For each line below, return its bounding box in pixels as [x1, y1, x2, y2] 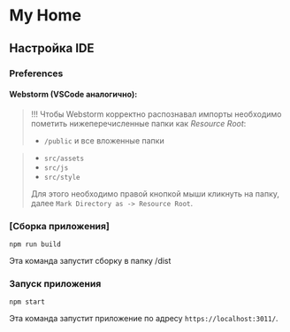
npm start [9, 297, 46, 306]
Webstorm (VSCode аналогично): [9, 89, 138, 100]
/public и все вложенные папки [43, 135, 165, 146]
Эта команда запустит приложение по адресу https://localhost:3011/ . [9, 313, 279, 324]
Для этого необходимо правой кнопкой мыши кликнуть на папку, [30, 188, 280, 199]
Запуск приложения [9, 277, 102, 290]
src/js [43, 163, 69, 173]
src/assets [43, 154, 85, 163]
